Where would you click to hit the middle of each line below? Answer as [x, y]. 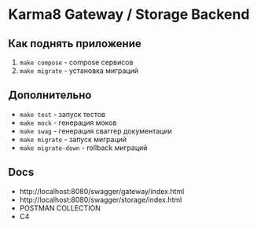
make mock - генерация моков [68, 123]
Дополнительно [50, 95]
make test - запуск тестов [62, 114]
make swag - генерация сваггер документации [96, 130]
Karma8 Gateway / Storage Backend [129, 15]
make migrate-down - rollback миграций [83, 148]
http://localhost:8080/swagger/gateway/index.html [102, 191]
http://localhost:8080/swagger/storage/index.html [101, 200]
